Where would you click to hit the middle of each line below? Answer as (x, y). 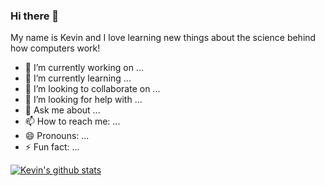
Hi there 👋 (35, 16)
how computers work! (55, 48)
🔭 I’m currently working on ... (84, 68)
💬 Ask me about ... (62, 110)
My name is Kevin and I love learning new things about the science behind (163, 38)
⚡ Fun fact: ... (52, 147)
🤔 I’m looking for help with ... (83, 100)
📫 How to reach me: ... (72, 121)
